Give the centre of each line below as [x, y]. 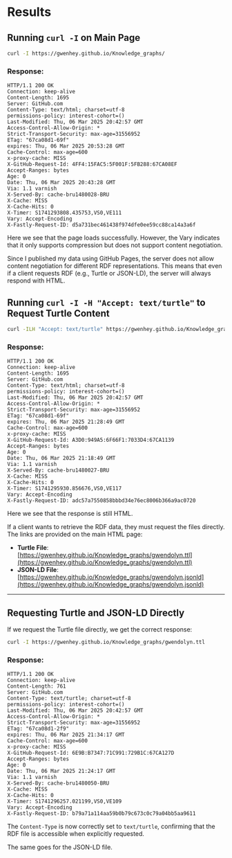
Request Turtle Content [58, 313]
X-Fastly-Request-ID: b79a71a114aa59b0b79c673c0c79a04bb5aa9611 [101, 814]
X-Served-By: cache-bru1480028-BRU [58, 195]
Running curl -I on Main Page [74, 38]
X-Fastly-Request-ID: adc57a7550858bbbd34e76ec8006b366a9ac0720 [101, 501]
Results [29, 12]
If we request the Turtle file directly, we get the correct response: [100, 629]
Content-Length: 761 [37, 686]
